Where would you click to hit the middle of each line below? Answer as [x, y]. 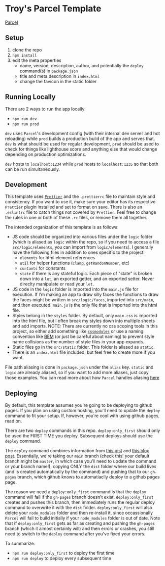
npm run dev [24, 119]
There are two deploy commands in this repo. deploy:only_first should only [82, 430]
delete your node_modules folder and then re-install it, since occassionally [79, 513]
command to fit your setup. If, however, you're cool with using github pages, [82, 416]
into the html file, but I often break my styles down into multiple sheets [83, 321]
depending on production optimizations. [46, 154]
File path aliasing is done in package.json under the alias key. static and [79, 367]
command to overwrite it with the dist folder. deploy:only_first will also [79, 508]
